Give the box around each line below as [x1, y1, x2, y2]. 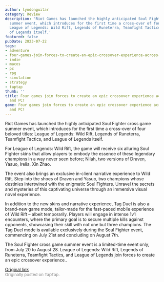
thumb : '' [5, 89, 25, 94]
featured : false [5, 35, 38, 40]
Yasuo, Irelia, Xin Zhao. [5, 161, 51, 167]
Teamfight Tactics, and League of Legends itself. [5, 136, 103, 142]
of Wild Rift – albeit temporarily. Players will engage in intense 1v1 [5, 211, 136, 217]
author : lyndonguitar [5, 7, 49, 12]
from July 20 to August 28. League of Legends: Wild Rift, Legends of [5, 246, 143, 252]
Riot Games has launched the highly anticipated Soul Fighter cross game [5, 120, 151, 126]
